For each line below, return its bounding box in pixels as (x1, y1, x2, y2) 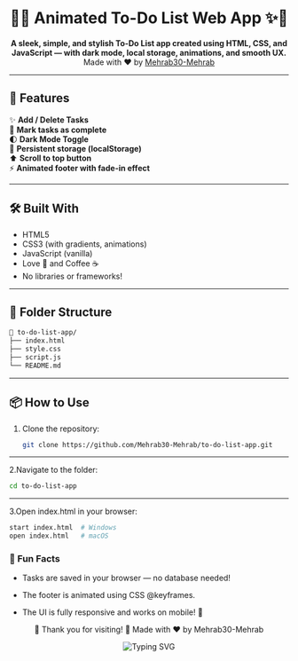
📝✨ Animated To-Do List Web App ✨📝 (10, 8, 288, 28)
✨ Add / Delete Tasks (9, 114, 89, 125)
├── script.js (9, 353, 62, 362)
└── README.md (9, 361, 62, 370)
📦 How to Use (9, 395, 90, 411)
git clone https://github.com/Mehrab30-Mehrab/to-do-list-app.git (21, 440, 273, 449)
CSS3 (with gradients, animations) (21, 239, 148, 249)
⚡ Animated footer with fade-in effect (9, 162, 151, 173)
